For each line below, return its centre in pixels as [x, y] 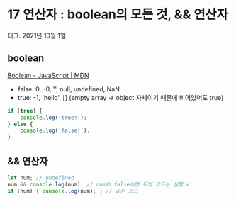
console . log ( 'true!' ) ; [54, 118]
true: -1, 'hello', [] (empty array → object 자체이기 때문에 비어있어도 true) [120, 97]
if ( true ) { [25, 111]
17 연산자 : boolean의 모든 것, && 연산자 [118, 15]
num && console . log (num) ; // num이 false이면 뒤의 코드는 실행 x [99, 184]
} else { [20, 124]
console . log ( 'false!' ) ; [55, 131]
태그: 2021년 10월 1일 [37, 35]
